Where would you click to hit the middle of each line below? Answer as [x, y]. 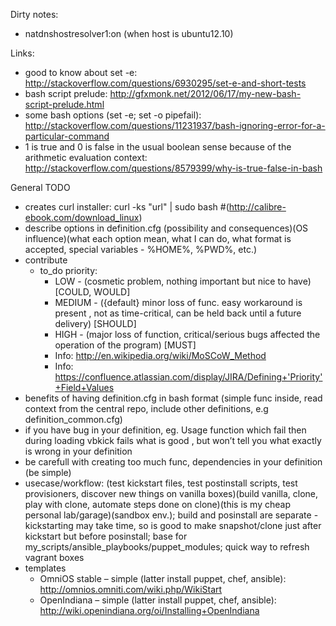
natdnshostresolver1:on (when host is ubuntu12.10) [129, 33]
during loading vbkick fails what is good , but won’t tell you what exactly [173, 440]
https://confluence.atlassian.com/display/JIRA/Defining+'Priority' [188, 377]
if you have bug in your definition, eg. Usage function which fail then [165, 430]
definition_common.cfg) [73, 419]
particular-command [67, 136]
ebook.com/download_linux [82, 217]
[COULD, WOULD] [92, 292]
